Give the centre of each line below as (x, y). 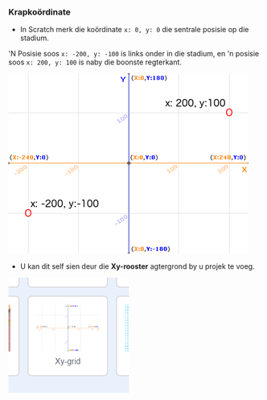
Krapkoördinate (39, 12)
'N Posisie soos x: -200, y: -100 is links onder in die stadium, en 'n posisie (134, 54)
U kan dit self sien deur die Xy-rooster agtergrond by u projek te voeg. (137, 266)
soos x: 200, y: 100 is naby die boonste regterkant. (95, 62)
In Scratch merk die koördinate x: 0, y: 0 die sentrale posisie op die (134, 30)
